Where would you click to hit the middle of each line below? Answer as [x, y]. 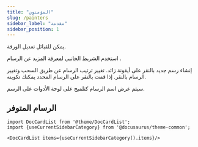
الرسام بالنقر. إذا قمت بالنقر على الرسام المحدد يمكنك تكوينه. [76, 77]
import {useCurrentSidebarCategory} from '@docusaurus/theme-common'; [99, 127]
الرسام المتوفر [32, 108]
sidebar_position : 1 [33, 29]
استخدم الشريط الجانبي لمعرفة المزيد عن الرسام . [64, 58]
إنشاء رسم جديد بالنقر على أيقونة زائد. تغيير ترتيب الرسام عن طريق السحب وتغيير [100, 70]
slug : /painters [28, 18]
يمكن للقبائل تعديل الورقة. [37, 47]
